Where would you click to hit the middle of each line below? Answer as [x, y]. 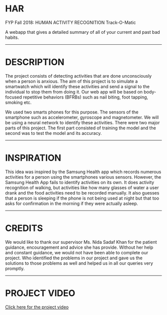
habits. [12, 37]
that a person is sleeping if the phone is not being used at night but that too [82, 198]
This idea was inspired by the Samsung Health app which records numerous [83, 172]
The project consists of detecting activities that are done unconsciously [79, 76]
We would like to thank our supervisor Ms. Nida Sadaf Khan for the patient [81, 242]
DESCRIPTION [35, 62]
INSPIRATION [33, 158]
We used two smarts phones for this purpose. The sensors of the [72, 112]
